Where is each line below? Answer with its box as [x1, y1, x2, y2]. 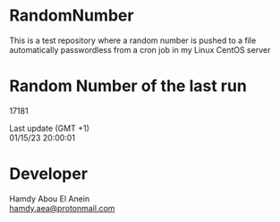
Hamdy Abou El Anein [9, 193, 90, 204]
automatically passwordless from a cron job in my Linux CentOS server [9, 44, 271, 55]
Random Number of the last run [9, 76, 248, 97]
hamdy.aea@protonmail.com [9, 202, 115, 213]
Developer [9, 164, 88, 184]
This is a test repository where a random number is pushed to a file [9, 35, 257, 46]
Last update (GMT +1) [9, 123, 89, 133]
